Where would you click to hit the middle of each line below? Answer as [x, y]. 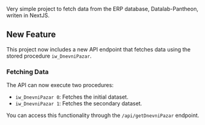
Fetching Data [28, 72]
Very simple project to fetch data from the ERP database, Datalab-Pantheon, [102, 9]
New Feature [31, 35]
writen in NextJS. [28, 15]
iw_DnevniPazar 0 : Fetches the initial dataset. [72, 97]
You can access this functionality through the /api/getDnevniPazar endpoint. [103, 115]
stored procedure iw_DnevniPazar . [49, 56]
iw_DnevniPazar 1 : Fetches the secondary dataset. [79, 104]
